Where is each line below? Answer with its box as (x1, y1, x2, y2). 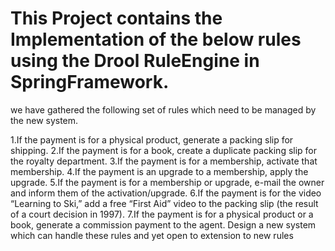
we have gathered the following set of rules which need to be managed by (10, 103, 317, 116)
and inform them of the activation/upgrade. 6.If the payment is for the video (10, 187, 322, 199)
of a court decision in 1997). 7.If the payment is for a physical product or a (10, 208, 314, 220)
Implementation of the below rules (10, 28, 302, 51)
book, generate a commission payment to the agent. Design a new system (10, 218, 317, 231)
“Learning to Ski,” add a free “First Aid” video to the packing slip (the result (10, 197, 319, 209)
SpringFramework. (10, 71, 170, 94)
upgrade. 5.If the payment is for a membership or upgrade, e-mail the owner (10, 176, 325, 188)
